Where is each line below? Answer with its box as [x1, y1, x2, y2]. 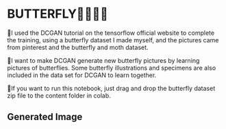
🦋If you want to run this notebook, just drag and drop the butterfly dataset [7, 84, 216, 92]
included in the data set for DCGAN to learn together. [7, 71, 157, 79]
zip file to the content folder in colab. [7, 91, 111, 100]
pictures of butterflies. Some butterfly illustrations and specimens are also [7, 63, 216, 72]
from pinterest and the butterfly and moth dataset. [7, 43, 149, 51]
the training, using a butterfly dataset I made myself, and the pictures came [7, 35, 219, 44]
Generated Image [7, 111, 83, 123]
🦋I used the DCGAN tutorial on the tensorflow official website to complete [7, 29, 214, 37]
